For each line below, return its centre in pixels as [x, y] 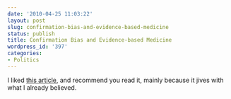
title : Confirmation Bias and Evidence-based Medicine [90, 40]
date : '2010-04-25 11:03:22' [50, 14]
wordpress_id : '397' [38, 47]
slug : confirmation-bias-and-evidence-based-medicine [88, 27]
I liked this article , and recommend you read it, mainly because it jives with [115, 80]
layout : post [26, 21]
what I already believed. [42, 87]
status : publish [31, 34]
